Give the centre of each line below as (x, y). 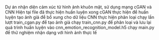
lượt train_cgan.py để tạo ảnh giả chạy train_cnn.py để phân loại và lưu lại (78, 22)
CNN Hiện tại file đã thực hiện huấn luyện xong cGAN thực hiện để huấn (77, 12)
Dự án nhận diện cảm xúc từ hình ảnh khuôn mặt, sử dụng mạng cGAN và (78, 7)
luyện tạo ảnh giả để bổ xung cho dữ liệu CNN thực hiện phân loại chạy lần (79, 17)
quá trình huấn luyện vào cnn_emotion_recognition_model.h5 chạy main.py (80, 27)
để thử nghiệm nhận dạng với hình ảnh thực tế (51, 33)
